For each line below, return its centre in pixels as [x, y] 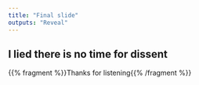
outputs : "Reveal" [38, 23]
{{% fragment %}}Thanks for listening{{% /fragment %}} [100, 73]
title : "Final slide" [43, 15]
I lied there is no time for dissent [88, 54]
